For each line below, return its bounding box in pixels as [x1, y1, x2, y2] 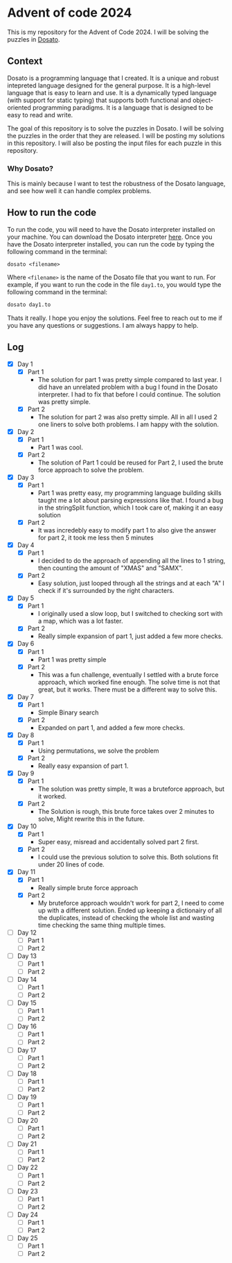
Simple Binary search [37, 708, 99, 717]
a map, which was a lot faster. [37, 617, 123, 626]
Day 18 [17, 1069, 37, 1078]
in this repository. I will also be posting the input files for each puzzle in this [7, 139, 222, 147]
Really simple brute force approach [37, 883, 139, 892]
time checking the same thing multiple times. [37, 921, 166, 929]
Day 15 [17, 998, 37, 1007]
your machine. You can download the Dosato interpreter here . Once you [7, 233, 213, 241]
